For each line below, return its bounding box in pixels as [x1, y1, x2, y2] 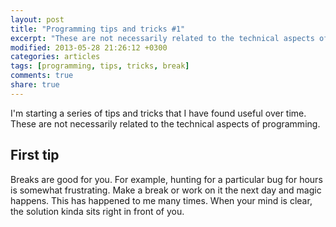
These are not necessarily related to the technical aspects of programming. [10, 117, 321, 130]
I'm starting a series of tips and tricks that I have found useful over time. [10, 107, 307, 119]
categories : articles [10, 52, 101, 62]
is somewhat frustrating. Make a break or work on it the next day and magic [10, 184, 322, 196]
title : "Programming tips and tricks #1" [10, 24, 186, 34]
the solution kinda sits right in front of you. [10, 205, 185, 217]
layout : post [10, 14, 65, 25]
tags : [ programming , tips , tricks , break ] [10, 61, 190, 71]
